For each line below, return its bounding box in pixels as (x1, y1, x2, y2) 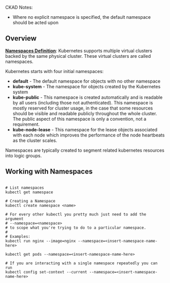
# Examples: (5, 234, 30, 239)
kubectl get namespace (5, 190, 53, 195)
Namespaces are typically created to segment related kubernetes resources (5, 147, 165, 153)
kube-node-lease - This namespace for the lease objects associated (12, 126, 158, 132)
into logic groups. (5, 152, 42, 159)
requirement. (12, 121, 40, 127)
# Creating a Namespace (5, 198, 56, 203)
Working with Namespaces (5, 167, 93, 176)
